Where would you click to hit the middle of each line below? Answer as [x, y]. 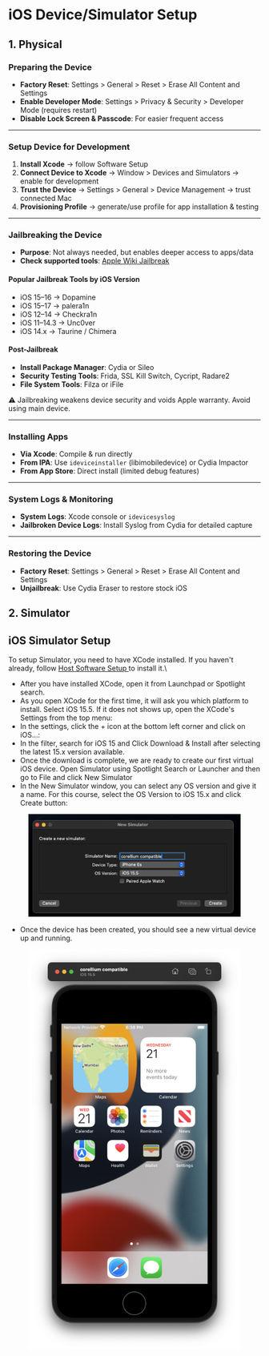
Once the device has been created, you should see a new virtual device [138, 930]
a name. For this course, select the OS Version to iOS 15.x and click [130, 794]
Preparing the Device [50, 67]
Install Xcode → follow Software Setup [84, 164]
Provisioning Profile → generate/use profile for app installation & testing [139, 207]
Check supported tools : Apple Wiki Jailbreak [94, 261]
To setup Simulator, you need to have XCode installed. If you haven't [121, 659]
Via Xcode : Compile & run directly [76, 454]
